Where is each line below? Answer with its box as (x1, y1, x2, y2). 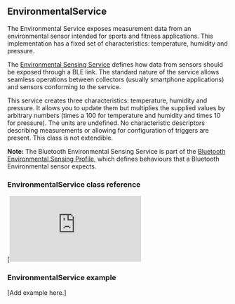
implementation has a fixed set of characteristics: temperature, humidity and (7, 39, 228, 48)
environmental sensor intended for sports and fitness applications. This (7, 32, 214, 40)
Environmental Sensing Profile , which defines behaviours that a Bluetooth (7, 154, 220, 163)
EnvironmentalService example (7, 273, 117, 283)
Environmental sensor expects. (7, 161, 97, 171)
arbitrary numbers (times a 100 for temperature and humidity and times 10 (7, 111, 221, 119)
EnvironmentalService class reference (7, 179, 141, 189)
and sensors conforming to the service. (7, 82, 121, 91)
